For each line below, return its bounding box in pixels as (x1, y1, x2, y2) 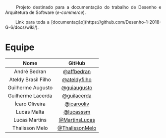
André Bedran (14, 68, 47, 75)
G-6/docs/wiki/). (5, 24, 39, 30)
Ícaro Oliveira (14, 100, 46, 107)
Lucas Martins (13, 116, 47, 123)
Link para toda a (15, 19, 50, 25)
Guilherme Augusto (7, 84, 53, 91)
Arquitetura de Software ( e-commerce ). (5, 9, 86, 15)
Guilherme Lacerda (7, 92, 53, 99)
